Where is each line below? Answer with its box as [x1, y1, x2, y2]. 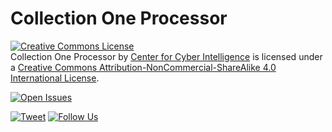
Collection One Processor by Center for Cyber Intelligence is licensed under [10, 50, 323, 62]
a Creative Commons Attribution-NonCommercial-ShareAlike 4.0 [10, 61, 277, 73]
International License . [10, 72, 100, 84]
